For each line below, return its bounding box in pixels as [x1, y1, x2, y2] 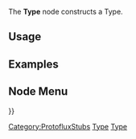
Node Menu [8, 84, 68, 99]
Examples [8, 57, 59, 71]
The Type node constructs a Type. [8, 7, 123, 16]
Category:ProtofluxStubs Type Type [8, 121, 127, 131]
